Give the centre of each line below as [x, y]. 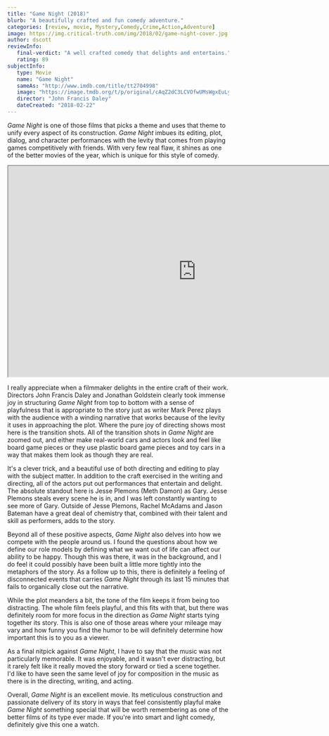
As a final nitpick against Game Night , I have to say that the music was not [115, 651]
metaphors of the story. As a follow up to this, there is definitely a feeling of [116, 572]
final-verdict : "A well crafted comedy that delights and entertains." [124, 53]
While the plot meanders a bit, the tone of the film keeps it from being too [114, 600]
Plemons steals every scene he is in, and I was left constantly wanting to [112, 498]
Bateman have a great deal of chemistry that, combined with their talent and [117, 513]
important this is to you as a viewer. [59, 638]
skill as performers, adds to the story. [62, 520]
